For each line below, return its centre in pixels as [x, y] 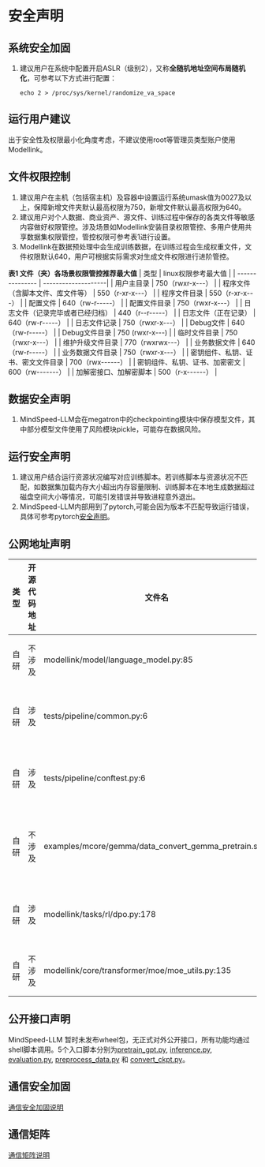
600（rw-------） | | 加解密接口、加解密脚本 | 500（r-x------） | [113, 372]
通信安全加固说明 [36, 1107]
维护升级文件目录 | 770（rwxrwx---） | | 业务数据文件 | [151, 342]
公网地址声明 [39, 544]
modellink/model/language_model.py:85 [118, 660]
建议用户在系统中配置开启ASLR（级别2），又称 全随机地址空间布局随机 [132, 68]
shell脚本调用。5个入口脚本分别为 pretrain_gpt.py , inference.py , [110, 1049]
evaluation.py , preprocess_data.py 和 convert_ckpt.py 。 [99, 1059]
